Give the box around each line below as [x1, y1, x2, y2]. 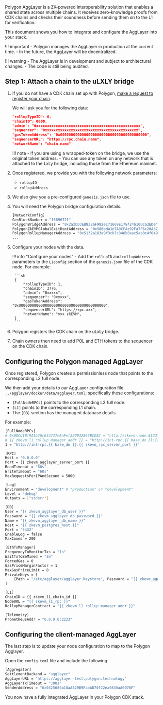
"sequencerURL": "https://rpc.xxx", [23, 307, 97, 313]
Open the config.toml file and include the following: [5, 658, 109, 664]
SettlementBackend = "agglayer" [5, 672, 70, 677]
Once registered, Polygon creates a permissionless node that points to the [5, 370, 154, 376]
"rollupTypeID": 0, [12, 114, 52, 119]
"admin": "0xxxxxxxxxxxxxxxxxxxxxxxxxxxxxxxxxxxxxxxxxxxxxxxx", [12, 123, 145, 128]
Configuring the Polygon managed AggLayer [5, 357, 143, 366]
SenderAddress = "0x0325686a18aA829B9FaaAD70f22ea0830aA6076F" [5, 685, 136, 690]
